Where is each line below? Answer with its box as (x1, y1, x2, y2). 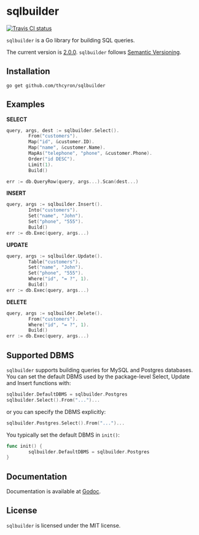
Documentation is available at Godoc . (6, 488, 101, 495)
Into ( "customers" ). (28, 207, 79, 213)
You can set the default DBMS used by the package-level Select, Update (6, 373, 190, 380)
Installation (6, 66, 50, 77)
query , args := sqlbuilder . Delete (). (6, 310, 103, 316)
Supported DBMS (6, 350, 74, 361)
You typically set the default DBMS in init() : (6, 431, 120, 439)
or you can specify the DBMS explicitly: (6, 408, 106, 415)
